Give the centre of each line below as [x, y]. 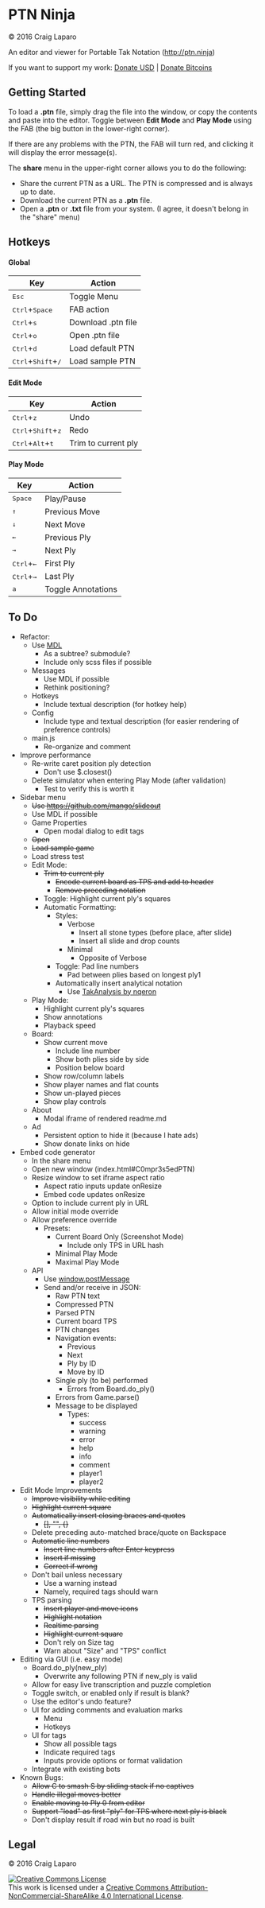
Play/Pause [65, 499]
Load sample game [63, 848]
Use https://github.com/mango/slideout [96, 806]
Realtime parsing [71, 1625]
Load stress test [58, 856]
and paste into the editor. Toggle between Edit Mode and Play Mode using [130, 120]
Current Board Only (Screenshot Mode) [119, 1236]
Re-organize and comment [87, 746]
